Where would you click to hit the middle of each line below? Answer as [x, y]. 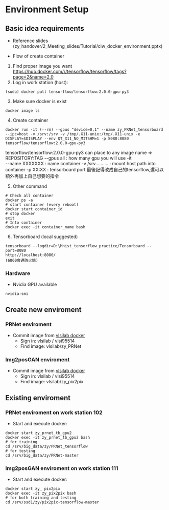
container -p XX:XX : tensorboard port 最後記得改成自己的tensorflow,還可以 [85, 170]
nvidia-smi [17, 294]
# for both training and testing [41, 498]
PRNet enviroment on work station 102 [54, 413]
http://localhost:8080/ [31, 255]
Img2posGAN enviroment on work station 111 [62, 468]
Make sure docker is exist [40, 101]
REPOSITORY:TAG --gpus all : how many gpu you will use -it [68, 158]
